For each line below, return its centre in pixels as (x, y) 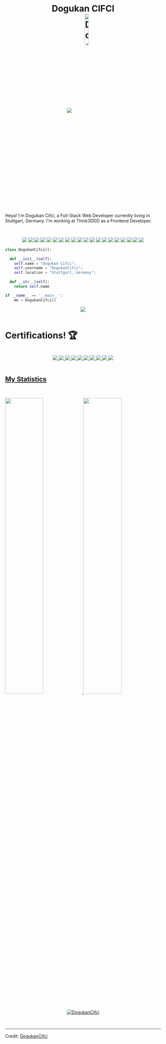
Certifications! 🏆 (41, 335)
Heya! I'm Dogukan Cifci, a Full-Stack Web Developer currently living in (77, 215)
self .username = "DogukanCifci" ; (48, 268)
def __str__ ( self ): (30, 282)
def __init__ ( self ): (31, 259)
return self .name (32, 286)
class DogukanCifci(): (28, 250)
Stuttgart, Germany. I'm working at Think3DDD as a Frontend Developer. (79, 220)
